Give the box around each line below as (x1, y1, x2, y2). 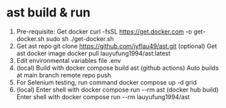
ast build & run (6, 5, 91, 21)
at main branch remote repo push (16, 70, 111, 79)
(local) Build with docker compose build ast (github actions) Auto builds (16, 64, 219, 72)
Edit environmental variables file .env (16, 56, 122, 64)
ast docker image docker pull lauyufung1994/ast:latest (16, 49, 171, 57)
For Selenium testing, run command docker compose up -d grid (16, 78, 197, 86)
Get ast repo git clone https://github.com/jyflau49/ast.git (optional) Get (16, 42, 217, 50)
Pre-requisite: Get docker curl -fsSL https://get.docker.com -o (16, 27, 192, 36)
